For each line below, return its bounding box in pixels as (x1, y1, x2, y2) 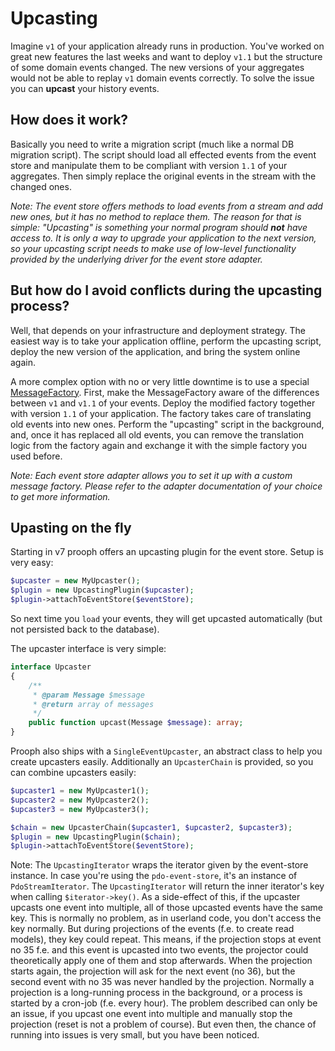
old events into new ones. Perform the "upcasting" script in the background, (10, 418, 325, 430)
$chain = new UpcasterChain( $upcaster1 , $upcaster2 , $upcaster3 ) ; (10, 822, 293, 832)
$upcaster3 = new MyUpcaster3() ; (10, 804, 150, 814)
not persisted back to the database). (10, 623, 160, 635)
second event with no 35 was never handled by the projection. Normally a (10, 976, 315, 988)
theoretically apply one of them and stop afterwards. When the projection (10, 955, 313, 967)
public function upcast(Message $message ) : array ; (28, 718, 244, 728)
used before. (10, 450, 63, 462)
